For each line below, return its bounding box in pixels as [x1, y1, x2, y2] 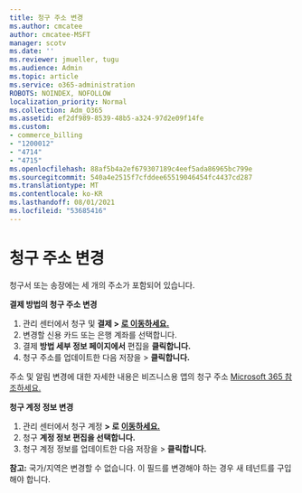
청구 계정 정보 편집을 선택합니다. [22, 432, 136, 442]
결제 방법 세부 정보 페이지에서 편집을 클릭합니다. [22, 340, 192, 351]
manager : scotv [9, 38, 67, 48]
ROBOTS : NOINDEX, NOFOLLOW [9, 88, 111, 98]
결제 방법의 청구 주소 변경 [9, 299, 98, 310]
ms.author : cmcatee [9, 22, 83, 31]
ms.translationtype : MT [9, 181, 99, 191]
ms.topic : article [9, 72, 79, 81]
